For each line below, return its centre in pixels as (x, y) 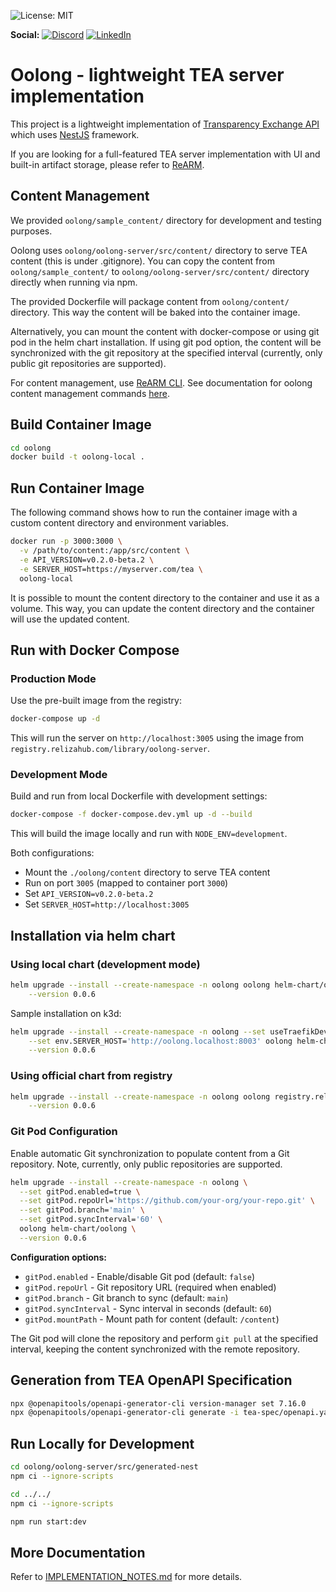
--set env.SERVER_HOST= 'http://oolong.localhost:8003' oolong (160, 1041)
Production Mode (53, 678)
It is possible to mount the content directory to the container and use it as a (165, 597)
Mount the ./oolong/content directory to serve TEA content (147, 872)
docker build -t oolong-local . (77, 457)
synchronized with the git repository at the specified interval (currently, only (166, 352)
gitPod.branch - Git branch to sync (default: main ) (126, 1297)
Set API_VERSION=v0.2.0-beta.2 (89, 894)
